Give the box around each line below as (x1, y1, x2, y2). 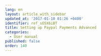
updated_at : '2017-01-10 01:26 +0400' (5, 16, 84, 21)
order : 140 (5, 43, 27, 48)
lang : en (5, 7, 23, 12)
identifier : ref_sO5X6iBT (5, 20, 57, 26)
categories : (5, 30, 29, 35)
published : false (5, 39, 40, 44)
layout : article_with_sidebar (5, 12, 67, 17)
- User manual (9, 35, 38, 39)
